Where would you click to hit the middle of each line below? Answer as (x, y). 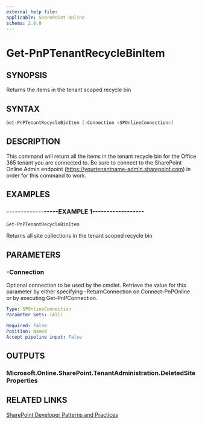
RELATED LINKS (37, 400)
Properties (22, 380)
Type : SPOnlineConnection (39, 309)
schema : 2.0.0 (24, 23)
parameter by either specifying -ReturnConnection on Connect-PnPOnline (98, 292)
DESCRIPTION (33, 142)
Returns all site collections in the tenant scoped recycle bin (79, 236)
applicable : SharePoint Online (46, 18)
